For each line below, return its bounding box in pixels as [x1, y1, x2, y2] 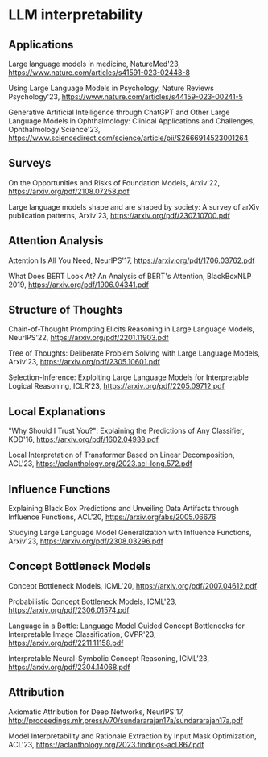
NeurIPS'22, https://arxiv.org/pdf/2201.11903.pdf [8, 333, 169, 343]
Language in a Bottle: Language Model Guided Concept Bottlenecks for [8, 621, 245, 630]
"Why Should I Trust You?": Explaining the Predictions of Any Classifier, [8, 426, 245, 436]
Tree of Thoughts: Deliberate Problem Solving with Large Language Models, [8, 348, 260, 358]
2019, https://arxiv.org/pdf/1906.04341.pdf [8, 280, 150, 289]
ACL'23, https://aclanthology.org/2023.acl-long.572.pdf [8, 459, 193, 468]
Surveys [8, 156, 52, 170]
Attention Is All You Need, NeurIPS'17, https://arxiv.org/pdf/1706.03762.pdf [8, 256, 255, 265]
